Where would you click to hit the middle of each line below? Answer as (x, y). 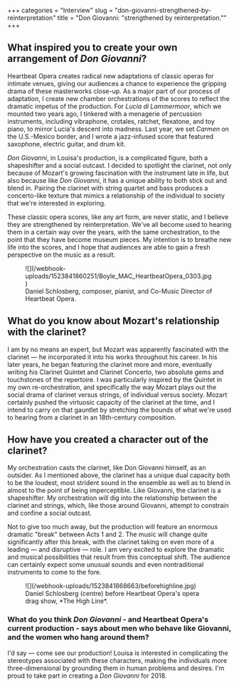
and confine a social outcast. (50, 513)
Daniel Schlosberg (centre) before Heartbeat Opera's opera (112, 594)
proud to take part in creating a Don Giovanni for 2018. (87, 676)
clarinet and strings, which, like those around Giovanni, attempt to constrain (118, 506)
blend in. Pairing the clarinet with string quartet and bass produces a (108, 188)
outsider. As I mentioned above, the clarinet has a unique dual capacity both (119, 475)
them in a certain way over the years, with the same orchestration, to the (114, 232)
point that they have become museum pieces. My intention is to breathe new (119, 239)
